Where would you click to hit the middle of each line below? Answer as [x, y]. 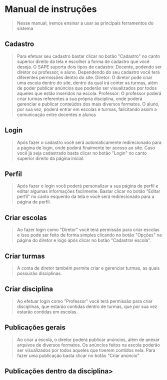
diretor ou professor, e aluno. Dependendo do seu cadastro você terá [88, 72]
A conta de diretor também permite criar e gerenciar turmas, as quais [88, 268]
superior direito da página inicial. [50, 158]
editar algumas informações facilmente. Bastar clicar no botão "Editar [88, 191]
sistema [25, 28]
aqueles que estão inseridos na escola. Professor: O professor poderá [89, 93]
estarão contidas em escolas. [47, 311]
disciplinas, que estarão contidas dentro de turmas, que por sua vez [87, 306]
